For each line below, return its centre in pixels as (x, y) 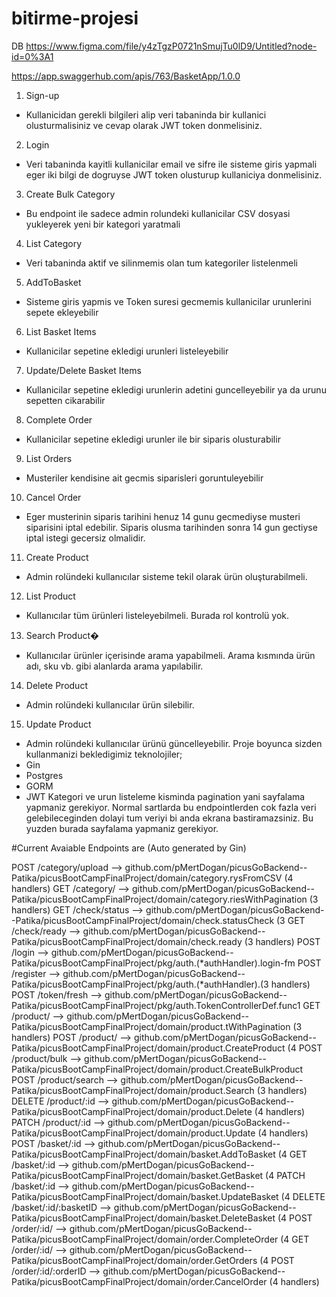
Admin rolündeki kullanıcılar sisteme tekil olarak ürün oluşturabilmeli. (166, 576)
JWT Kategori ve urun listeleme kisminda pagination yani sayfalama (165, 796)
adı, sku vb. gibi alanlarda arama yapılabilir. (114, 666)
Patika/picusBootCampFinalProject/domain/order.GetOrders (134, 1260)
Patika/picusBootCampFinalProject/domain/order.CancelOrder (139, 1281)
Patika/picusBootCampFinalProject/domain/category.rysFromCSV (147, 878)
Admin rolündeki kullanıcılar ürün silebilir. (110, 704)
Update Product (58, 724)
